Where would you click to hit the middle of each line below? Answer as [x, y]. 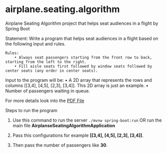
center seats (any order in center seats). [52, 71]
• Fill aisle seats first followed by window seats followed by [83, 66]
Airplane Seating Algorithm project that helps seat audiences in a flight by [82, 23]
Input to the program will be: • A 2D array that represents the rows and [79, 80]
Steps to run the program [31, 110]
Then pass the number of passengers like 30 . [60, 145]
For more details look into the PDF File [45, 100]
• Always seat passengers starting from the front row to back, [83, 57]
